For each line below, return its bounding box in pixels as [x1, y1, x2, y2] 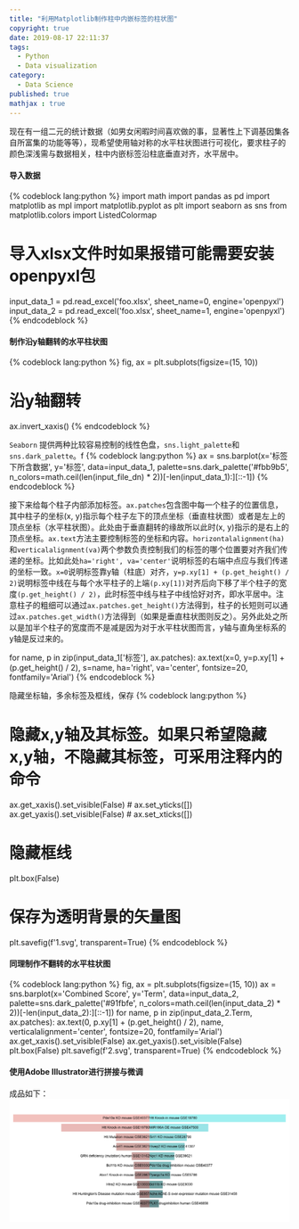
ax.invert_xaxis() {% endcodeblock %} [9, 420, 150, 432]
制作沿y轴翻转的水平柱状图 [9, 336, 109, 347]
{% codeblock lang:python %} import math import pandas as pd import [9, 190, 271, 201]
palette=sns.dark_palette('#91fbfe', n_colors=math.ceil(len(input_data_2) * [9, 997, 281, 1008]
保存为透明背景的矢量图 [9, 906, 182, 927]
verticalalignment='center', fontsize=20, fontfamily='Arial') [9, 1026, 222, 1036]
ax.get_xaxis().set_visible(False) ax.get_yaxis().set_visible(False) [9, 1035, 243, 1046]
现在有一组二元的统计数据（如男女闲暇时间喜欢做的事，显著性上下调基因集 [9, 126, 282, 136]
